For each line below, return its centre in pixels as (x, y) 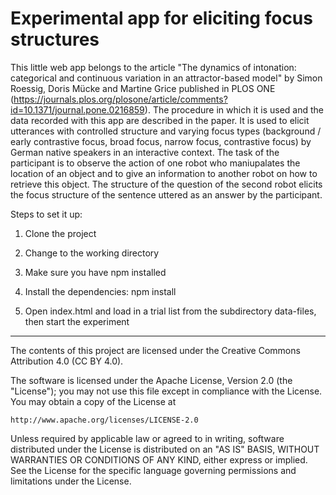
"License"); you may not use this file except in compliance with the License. (166, 391)
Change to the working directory (92, 253)
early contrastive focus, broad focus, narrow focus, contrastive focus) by (161, 141)
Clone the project (60, 233)
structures (55, 39)
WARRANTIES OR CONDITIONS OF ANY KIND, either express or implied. (159, 459)
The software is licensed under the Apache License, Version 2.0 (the (151, 380)
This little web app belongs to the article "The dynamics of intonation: (153, 67)
